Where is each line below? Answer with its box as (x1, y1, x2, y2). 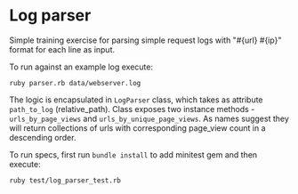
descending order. (9, 132, 77, 142)
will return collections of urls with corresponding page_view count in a (9, 122, 266, 133)
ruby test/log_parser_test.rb (9, 175, 122, 185)
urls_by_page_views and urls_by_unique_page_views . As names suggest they (9, 113, 289, 124)
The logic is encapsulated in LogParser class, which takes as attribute (9, 94, 264, 105)
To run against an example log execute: (9, 61, 154, 72)
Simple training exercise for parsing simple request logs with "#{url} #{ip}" (9, 35, 282, 45)
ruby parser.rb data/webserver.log (9, 78, 141, 87)
